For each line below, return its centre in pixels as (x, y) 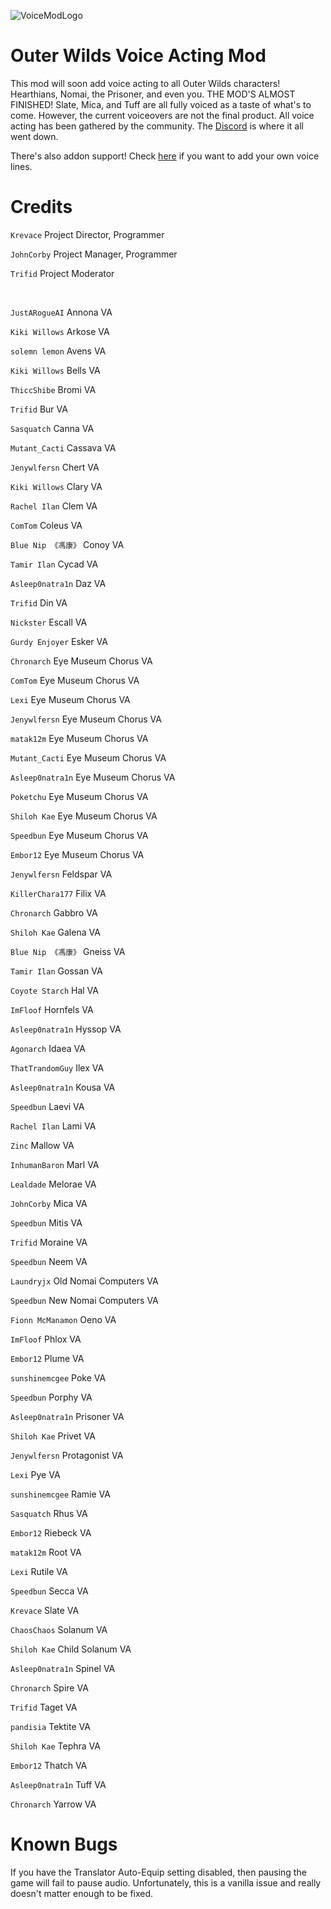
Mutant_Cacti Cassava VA (63, 447)
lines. (21, 166)
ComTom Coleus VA (46, 525)
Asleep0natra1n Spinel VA (63, 1668)
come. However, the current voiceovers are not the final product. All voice (162, 115)
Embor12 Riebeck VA (51, 1532)
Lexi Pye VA (35, 1474)
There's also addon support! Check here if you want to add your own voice (165, 156)
